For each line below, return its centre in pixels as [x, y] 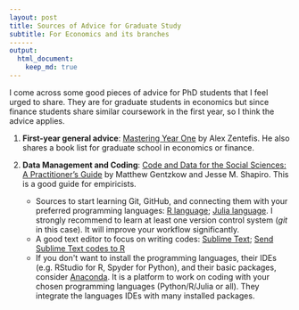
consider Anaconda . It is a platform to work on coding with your [153, 276]
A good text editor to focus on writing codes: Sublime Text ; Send [154, 239]
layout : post [33, 17]
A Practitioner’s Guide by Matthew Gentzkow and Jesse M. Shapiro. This [155, 174]
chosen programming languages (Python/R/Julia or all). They [147, 286]
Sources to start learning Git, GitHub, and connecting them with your [162, 200]
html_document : [46, 59]
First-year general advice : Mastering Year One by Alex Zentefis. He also [156, 138]
